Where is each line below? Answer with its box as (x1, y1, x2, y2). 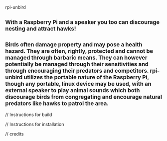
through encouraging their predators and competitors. (5, 67, 149, 74)
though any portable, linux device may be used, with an (5, 80, 152, 87)
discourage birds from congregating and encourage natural (5, 93, 162, 100)
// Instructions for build (5, 112, 52, 118)
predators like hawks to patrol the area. (5, 100, 109, 107)
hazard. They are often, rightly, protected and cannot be (5, 47, 154, 54)
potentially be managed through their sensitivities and (5, 60, 149, 68)
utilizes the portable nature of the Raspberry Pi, (23, 73, 150, 81)
